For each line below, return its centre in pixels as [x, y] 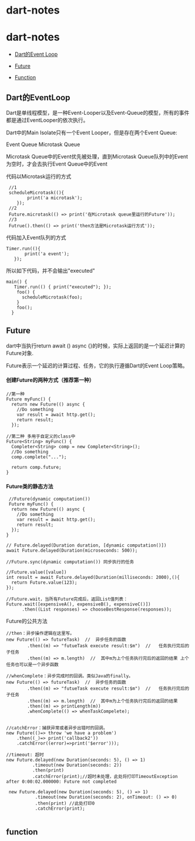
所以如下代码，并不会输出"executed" [51, 270]
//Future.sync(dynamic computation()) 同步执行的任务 [70, 562]
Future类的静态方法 [30, 486]
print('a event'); [47, 254]
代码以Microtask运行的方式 [39, 176]
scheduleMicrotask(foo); [52, 297]
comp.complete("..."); [39, 457]
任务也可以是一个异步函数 [32, 665]
